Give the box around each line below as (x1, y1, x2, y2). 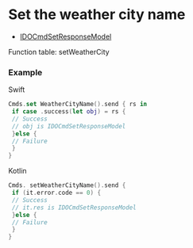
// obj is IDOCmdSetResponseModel (11, 122, 126, 130)
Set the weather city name (8, 6, 186, 24)
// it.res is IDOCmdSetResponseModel (11, 204, 137, 212)
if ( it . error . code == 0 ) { (11, 189, 102, 197)
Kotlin (8, 166, 27, 176)
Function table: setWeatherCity (8, 47, 110, 56)
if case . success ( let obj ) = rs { (11, 108, 126, 116)
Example (8, 67, 43, 78)
